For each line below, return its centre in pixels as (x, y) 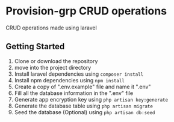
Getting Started (35, 47)
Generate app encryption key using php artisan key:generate (91, 99)
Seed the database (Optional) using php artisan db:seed (85, 112)
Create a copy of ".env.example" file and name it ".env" (82, 87)
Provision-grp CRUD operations (86, 11)
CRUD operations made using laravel (51, 28)
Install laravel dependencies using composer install (79, 74)
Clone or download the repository (56, 61)
